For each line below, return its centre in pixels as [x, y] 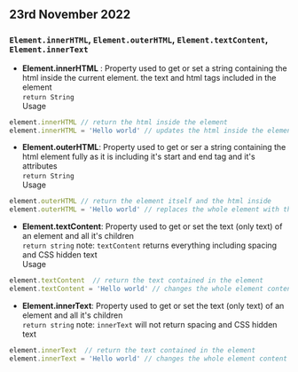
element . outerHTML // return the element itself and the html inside [141, 202]
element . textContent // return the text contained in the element [137, 281]
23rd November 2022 [70, 15]
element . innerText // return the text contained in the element [132, 350]
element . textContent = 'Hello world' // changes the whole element [137, 289]
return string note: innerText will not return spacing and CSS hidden [149, 324]
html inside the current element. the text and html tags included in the [149, 77]
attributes [39, 166]
